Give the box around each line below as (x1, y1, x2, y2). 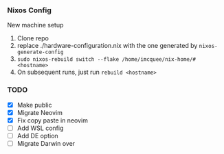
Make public (16, 101, 52, 109)
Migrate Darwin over (16, 139, 76, 147)
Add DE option (16, 131, 58, 140)
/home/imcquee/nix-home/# (122, 56, 197, 63)
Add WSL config (16, 124, 64, 132)
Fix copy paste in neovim (16, 116, 88, 125)
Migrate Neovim (16, 108, 63, 116)
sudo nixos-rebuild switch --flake (16, 56, 120, 63)
